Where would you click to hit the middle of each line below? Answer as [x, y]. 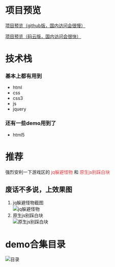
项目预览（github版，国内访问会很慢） [45, 25]
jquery [19, 109]
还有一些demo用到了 [31, 123]
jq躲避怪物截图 [28, 203]
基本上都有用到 [24, 76]
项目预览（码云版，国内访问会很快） [43, 36]
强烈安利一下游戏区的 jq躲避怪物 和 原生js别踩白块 [58, 172]
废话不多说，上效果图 [39, 190]
